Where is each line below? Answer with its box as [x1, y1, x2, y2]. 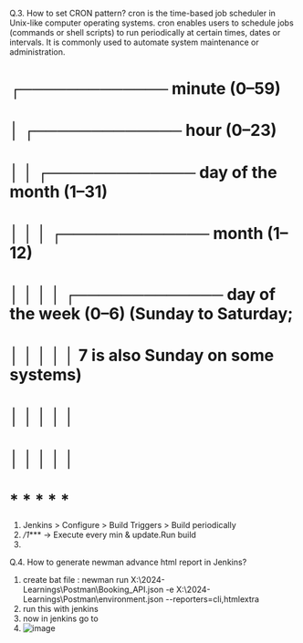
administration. [9, 47, 66, 57]
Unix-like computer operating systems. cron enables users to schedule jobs [9, 17, 294, 28]
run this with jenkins [22, 604, 99, 615]
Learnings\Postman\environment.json [22, 594, 164, 605]
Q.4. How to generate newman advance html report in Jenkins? [9, 556, 247, 568]
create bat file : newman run [22, 575, 130, 586]
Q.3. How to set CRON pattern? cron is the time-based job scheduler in [9, 8, 277, 18]
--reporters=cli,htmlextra [165, 594, 260, 605]
